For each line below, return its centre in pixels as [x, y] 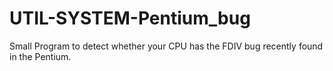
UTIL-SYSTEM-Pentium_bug [130, 18]
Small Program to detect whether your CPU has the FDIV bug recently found [166, 46]
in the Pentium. [40, 56]
